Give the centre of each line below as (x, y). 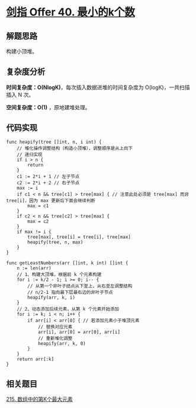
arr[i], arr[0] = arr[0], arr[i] (79, 332)
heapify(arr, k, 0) (62, 343)
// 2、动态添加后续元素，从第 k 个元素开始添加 (68, 309)
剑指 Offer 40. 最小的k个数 (70, 12)
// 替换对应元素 (55, 327)
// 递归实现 (30, 154)
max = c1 (38, 205)
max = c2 (38, 221)
